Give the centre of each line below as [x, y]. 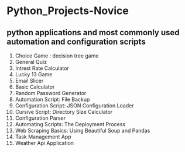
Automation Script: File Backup [52, 99]
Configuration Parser [40, 118]
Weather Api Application [44, 143]
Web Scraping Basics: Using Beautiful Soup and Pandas [83, 131]
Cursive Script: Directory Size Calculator [64, 112]
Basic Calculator [35, 87]
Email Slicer [29, 81]
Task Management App [43, 137]
